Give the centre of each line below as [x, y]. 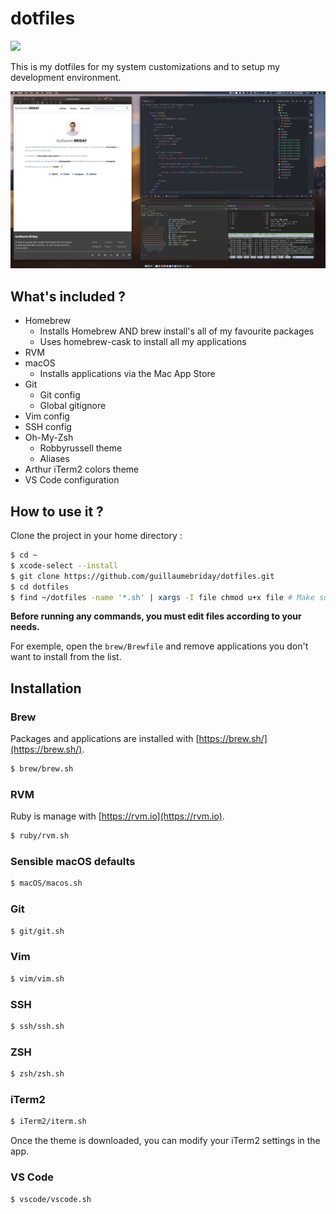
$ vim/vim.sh [37, 978]
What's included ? [68, 296]
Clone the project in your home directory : [96, 536]
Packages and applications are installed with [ [105, 739]
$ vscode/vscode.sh [51, 1199]
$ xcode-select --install [64, 565]
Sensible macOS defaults [73, 862]
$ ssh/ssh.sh [37, 1026]
